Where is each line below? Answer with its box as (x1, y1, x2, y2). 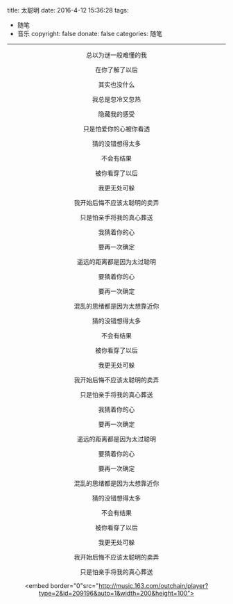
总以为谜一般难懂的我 (86, 51, 147, 59)
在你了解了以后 (95, 65, 138, 74)
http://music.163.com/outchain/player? (98, 582, 209, 589)
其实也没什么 (98, 81, 135, 88)
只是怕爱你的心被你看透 (83, 124, 150, 133)
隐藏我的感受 (98, 110, 135, 118)
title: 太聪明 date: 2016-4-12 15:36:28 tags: (7, 6, 129, 14)
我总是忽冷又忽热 (92, 95, 141, 103)
